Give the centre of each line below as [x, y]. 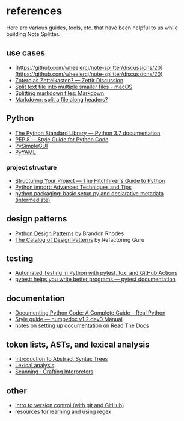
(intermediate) [32, 200]
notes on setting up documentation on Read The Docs [82, 325]
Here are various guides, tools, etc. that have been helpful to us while [92, 28]
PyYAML [25, 152]
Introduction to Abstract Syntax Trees [61, 359]
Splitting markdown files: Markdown [60, 93]
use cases [26, 53]
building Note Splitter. [33, 34]
